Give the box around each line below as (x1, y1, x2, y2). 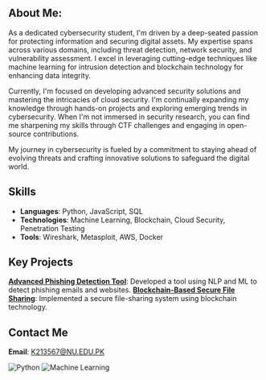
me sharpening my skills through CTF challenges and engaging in (8, 120, 226, 130)
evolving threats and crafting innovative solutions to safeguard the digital (8, 153, 250, 163)
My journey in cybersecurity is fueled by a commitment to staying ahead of (8, 144, 257, 154)
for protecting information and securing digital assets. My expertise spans (8, 36, 253, 46)
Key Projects (8, 255, 74, 269)
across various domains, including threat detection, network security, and (8, 44, 252, 55)
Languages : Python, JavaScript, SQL (19, 206, 143, 216)
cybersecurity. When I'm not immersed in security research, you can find (8, 112, 251, 122)
